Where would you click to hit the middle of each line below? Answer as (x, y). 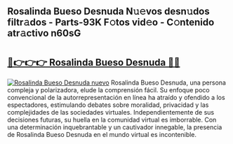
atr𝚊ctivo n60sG (44, 33)
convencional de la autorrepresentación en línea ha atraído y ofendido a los (116, 98)
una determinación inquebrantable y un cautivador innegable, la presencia (115, 127)
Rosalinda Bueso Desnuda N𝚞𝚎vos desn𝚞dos (109, 12)
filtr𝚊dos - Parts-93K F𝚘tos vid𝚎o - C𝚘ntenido (111, 23)
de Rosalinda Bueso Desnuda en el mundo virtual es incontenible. (102, 135)
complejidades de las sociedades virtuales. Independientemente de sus (111, 112)
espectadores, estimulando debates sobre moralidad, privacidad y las (108, 105)
